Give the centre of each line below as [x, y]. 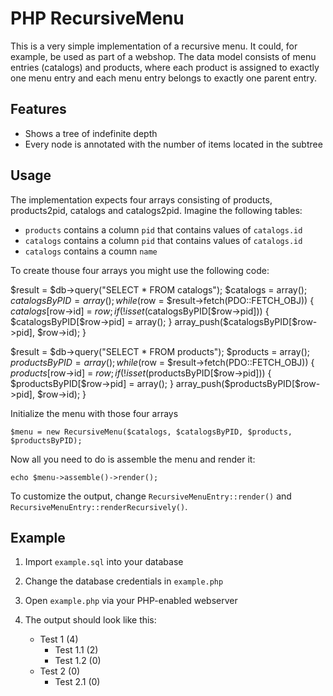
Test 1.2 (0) [78, 661]
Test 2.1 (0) [77, 682]
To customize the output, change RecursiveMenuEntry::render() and [151, 496]
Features [38, 109]
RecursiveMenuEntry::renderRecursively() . [99, 506]
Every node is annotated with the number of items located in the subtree [173, 144]
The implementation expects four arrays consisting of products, [141, 199]
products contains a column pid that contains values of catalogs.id [163, 229]
